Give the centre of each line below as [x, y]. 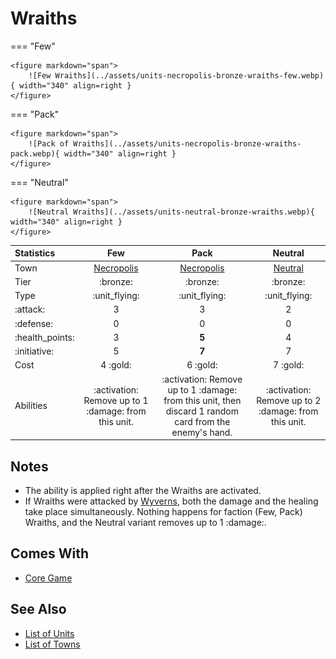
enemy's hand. [202, 432]
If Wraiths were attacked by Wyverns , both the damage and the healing [171, 501]
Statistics [35, 253]
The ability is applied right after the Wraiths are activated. [143, 490]
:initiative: [34, 351]
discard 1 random [202, 411]
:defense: [34, 323]
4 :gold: [116, 365]
